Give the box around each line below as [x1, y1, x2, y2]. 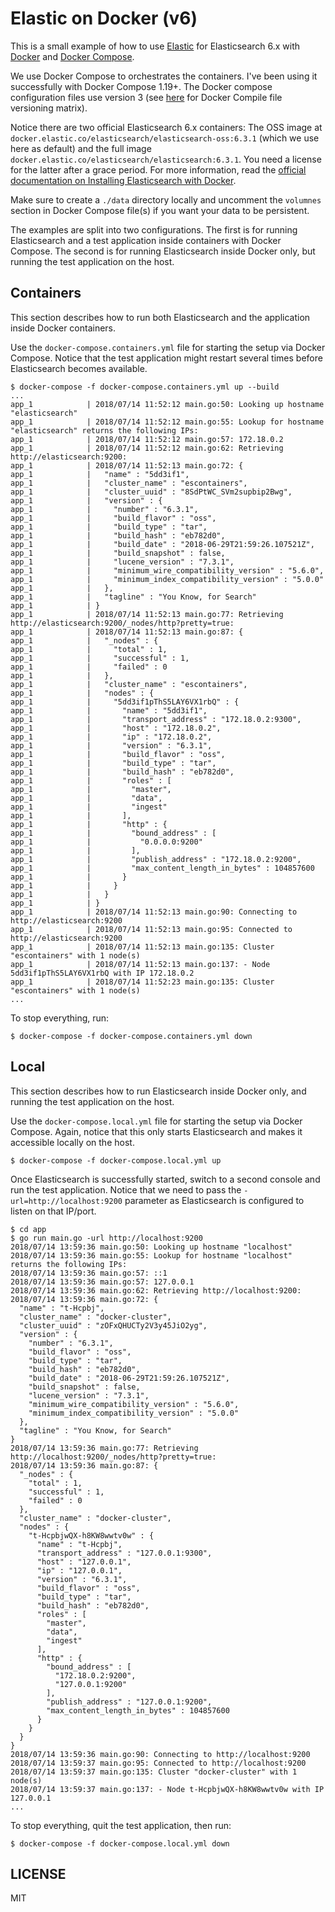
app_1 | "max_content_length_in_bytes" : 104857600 [10, 863, 315, 873]
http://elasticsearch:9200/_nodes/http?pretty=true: [10, 618, 235, 628]
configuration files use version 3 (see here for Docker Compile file [10, 91, 283, 103]
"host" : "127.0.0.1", [36, 1557, 132, 1567]
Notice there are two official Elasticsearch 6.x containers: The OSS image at [10, 121, 323, 133]
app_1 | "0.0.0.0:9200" [10, 837, 203, 847]
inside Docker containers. [10, 322, 117, 334]
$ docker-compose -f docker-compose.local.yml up [10, 1155, 222, 1166]
